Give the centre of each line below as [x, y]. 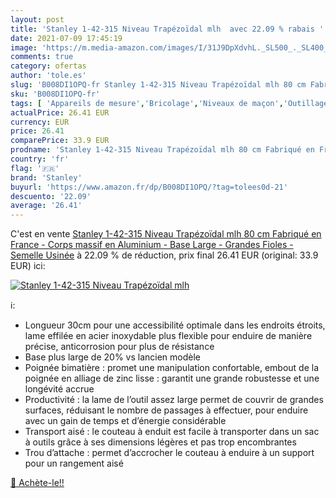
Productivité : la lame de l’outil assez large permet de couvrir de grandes [174, 400]
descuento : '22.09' [51, 196]
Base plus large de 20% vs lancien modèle [113, 357]
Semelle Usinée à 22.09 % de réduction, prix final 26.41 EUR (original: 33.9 [164, 255]
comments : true [42, 57]
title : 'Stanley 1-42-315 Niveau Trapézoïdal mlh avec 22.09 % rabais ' [167, 29]
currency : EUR [40, 122]
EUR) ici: [28, 266]
